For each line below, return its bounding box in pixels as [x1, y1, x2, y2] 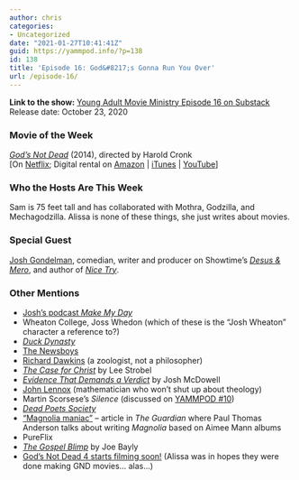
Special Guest [9, 234, 72, 246]
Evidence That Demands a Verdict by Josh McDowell [22, 374, 221, 384]
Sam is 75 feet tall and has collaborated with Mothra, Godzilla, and [9, 202, 255, 213]
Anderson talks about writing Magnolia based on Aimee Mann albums [22, 421, 282, 433]
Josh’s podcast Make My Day [22, 307, 133, 318]
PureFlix [22, 431, 53, 442]
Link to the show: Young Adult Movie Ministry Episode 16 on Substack [9, 97, 270, 107]
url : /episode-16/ [9, 72, 78, 81]
